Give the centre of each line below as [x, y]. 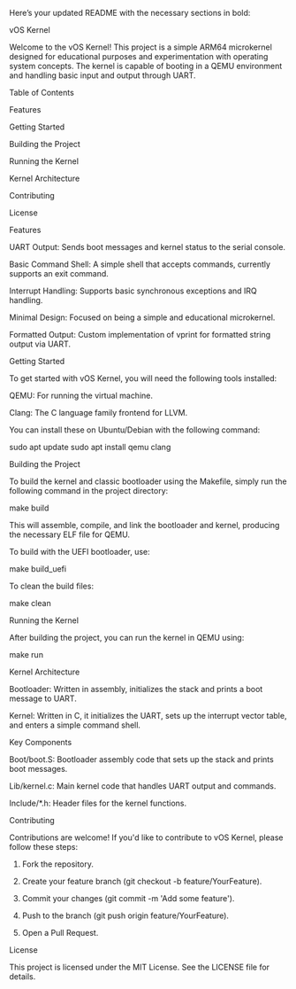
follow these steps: [43, 847]
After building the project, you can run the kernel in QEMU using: [127, 638]
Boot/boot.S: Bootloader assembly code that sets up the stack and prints [141, 759]
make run [27, 654]
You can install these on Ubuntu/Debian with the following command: [135, 430]
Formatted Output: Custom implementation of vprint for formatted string [140, 335]
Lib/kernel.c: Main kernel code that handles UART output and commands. [143, 786]
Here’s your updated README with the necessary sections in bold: [130, 13]
